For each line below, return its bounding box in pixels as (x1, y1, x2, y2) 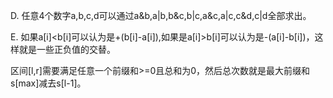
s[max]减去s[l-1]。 (10, 77, 87, 89)
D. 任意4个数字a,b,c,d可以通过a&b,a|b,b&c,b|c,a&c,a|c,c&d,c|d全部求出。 (10, 10, 312, 21)
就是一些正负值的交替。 (18, 44, 116, 55)
